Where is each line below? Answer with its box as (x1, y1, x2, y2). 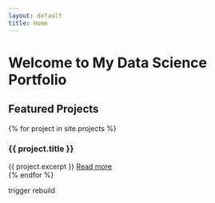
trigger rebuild (8, 185, 56, 195)
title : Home (8, 19, 48, 27)
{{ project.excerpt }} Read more (8, 161, 113, 171)
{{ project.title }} (8, 143, 74, 154)
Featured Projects (8, 102, 99, 116)
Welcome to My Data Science (8, 54, 208, 72)
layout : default (8, 11, 62, 20)
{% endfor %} (8, 169, 54, 180)
